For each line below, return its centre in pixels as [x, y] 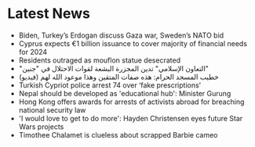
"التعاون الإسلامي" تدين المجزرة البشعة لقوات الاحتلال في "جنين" [114, 68]
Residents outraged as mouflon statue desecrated [100, 60]
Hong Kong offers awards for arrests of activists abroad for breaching [131, 102]
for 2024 [33, 52]
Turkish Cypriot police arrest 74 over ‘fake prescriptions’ [110, 85]
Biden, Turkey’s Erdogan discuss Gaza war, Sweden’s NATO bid [121, 35]
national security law [52, 109]
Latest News [49, 14]
